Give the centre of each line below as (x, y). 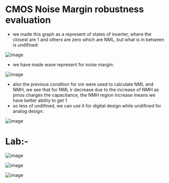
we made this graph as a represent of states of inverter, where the (82, 34)
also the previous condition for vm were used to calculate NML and (83, 84)
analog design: (28, 111)
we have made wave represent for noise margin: (63, 64)
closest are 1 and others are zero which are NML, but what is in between (88, 40)
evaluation (28, 20)
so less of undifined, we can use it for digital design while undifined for (87, 105)
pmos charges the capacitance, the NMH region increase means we (84, 95)
